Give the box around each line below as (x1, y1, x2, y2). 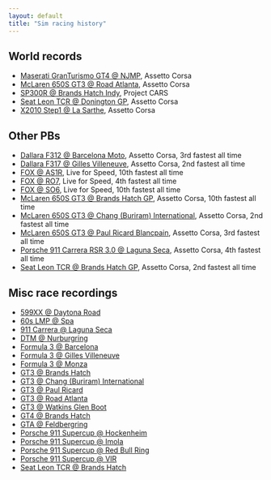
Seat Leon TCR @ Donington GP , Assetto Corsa (19, 96, 179, 106)
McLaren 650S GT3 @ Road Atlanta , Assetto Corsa (19, 79, 190, 89)
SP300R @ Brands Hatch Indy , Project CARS (19, 88, 168, 98)
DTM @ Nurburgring (19, 333, 89, 343)
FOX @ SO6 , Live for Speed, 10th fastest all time (19, 185, 181, 195)
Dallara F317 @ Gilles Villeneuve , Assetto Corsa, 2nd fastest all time (19, 159, 246, 169)
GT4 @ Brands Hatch (19, 410, 91, 420)
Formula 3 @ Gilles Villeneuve (19, 350, 120, 360)
